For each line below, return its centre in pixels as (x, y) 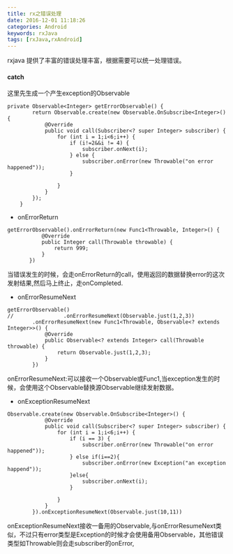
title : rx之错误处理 (34, 14)
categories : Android (37, 27)
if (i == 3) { (90, 439)
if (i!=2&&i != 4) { (99, 143)
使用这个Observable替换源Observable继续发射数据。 (102, 388)
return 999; (72, 249)
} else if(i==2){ (95, 457)
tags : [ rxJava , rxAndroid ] (45, 40)
